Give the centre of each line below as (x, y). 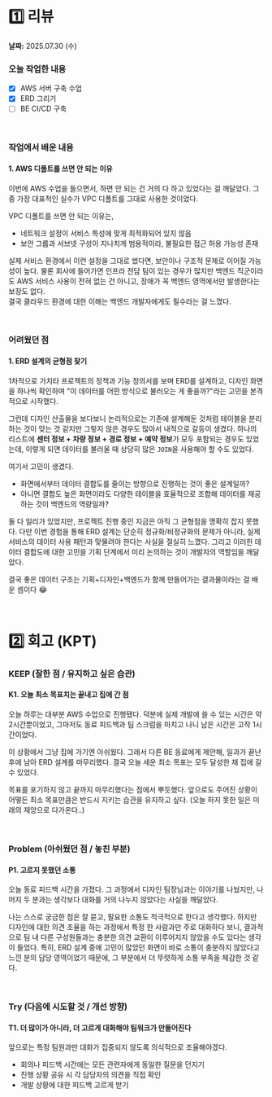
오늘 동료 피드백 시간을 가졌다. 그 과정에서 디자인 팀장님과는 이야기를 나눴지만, (132, 889)
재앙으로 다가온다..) (54, 810)
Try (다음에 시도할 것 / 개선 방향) (68, 1007)
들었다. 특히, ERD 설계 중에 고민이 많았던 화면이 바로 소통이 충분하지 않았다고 (138, 948)
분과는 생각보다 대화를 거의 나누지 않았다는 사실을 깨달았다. (125, 900)
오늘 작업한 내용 (37, 68)
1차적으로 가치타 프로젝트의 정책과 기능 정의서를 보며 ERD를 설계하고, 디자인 (128, 380)
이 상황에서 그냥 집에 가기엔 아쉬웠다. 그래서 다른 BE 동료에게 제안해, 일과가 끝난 (135, 752)
